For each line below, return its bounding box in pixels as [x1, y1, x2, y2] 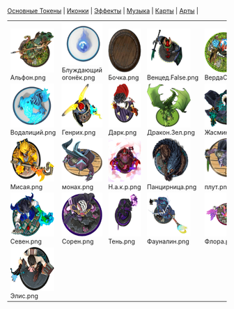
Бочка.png [108, 73, 139, 82]
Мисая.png [10, 182, 43, 191]
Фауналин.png [146, 237, 189, 246]
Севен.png [10, 237, 42, 246]
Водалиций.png [10, 128, 56, 136]
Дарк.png [108, 128, 137, 136]
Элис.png [10, 292, 38, 300]
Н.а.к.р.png [108, 182, 141, 191]
